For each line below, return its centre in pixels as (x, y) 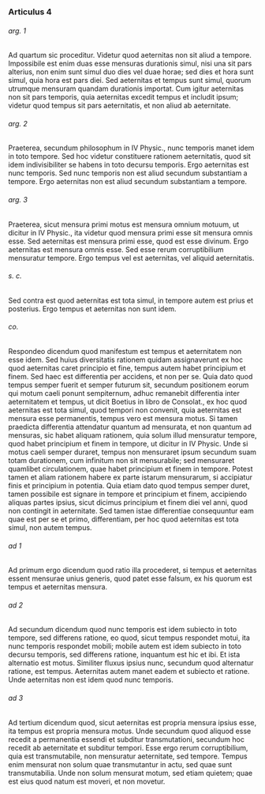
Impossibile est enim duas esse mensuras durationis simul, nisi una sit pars (130, 64)
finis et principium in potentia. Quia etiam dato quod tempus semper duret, (129, 485)
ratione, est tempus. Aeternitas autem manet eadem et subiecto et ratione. (129, 672)
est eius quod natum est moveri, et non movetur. (87, 781)
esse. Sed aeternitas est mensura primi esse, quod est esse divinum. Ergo (129, 241)
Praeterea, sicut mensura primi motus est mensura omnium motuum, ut (124, 224)
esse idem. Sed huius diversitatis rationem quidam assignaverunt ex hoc (125, 359)
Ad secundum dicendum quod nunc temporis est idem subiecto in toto (123, 630)
